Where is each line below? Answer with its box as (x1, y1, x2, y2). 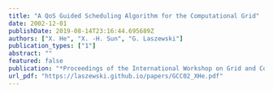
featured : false (8, 57, 63, 66)
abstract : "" (8, 49, 53, 57)
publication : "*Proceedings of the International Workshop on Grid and (8, 65, 256, 73)
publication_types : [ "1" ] (8, 42, 96, 50)
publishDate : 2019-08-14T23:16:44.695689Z (8, 27, 154, 35)
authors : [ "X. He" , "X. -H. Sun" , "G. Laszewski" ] (8, 34, 184, 43)
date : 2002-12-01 (8, 19, 67, 27)
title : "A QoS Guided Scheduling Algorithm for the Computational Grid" (8, 11, 260, 20)
